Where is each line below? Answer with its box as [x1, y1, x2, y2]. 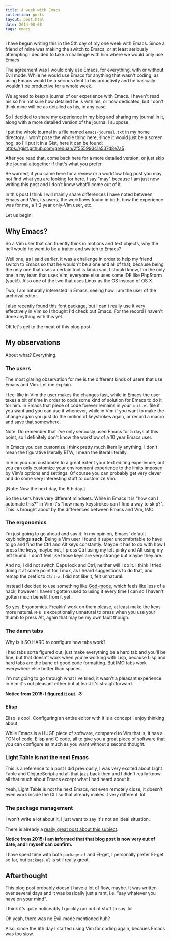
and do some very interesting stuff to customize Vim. [5, 476, 117, 482]
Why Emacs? [5, 227, 48, 236]
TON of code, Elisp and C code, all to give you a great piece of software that [5, 736, 165, 742]
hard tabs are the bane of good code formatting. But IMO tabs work [5, 660, 147, 666]
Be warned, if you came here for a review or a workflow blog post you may [5, 171, 162, 177]
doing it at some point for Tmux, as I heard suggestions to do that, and [5, 568, 153, 574]
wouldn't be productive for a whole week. [5, 83, 93, 89]
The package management [5, 805, 73, 812]
